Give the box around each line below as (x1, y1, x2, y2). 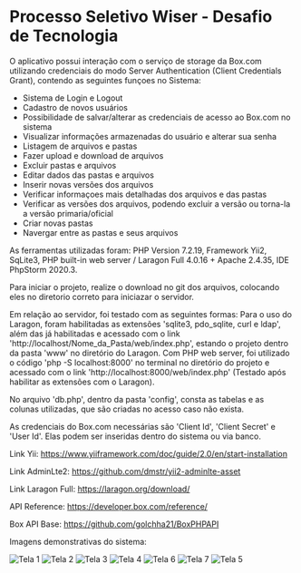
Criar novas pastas (22, 218, 93, 228)
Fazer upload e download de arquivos (22, 150, 164, 160)
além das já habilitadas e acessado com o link (9, 328, 181, 339)
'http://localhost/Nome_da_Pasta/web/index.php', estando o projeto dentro (9, 337, 288, 348)
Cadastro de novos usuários (22, 102, 129, 112)
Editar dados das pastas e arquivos (22, 170, 154, 180)
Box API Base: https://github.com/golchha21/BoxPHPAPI (9, 519, 219, 529)
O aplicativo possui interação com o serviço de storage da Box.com (9, 55, 263, 66)
